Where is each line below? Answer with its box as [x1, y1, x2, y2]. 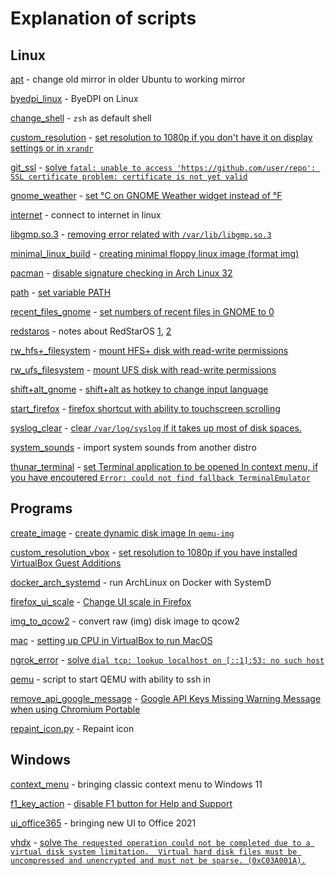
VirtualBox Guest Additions [10, 557, 122, 569]
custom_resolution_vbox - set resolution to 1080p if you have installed [10, 546, 298, 558]
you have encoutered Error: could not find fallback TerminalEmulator [10, 472, 311, 483]
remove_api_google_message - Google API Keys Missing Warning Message [10, 692, 322, 704]
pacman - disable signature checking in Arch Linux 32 [10, 267, 233, 279]
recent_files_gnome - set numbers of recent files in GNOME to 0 [10, 306, 275, 317]
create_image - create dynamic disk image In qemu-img [10, 527, 235, 539]
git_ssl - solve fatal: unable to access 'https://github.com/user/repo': [10, 162, 317, 173]
